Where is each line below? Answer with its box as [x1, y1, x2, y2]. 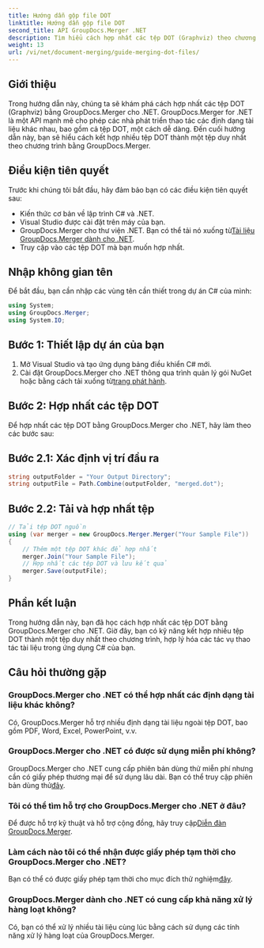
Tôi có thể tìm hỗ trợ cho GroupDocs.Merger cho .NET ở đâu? [8, 800, 247, 811]
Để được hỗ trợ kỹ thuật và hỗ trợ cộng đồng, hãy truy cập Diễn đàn [8, 818, 227, 828]
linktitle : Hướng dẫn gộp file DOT [8, 19, 126, 27]
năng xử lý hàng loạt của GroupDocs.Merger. [8, 931, 155, 940]
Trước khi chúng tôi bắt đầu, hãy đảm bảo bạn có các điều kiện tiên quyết [8, 185, 248, 194]
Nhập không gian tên [8, 266, 113, 279]
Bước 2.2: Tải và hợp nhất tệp [8, 502, 155, 515]
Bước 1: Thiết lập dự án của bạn [8, 338, 164, 352]
